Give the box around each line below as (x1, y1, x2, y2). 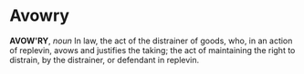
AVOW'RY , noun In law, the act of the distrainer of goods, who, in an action (9, 35, 293, 46)
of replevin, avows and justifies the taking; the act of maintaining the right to (9, 44, 296, 55)
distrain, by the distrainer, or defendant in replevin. (9, 54, 199, 65)
